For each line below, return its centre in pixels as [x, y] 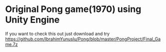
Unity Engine [32, 20]
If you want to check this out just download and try [57, 33]
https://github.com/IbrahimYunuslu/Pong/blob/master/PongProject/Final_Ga [83, 39]
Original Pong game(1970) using [73, 9]
